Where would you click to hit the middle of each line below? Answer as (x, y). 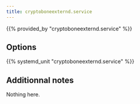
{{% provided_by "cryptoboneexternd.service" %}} (69, 29)
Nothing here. (23, 94)
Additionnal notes (40, 80)
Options (22, 47)
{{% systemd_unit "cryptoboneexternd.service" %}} (70, 62)
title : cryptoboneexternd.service (49, 12)
